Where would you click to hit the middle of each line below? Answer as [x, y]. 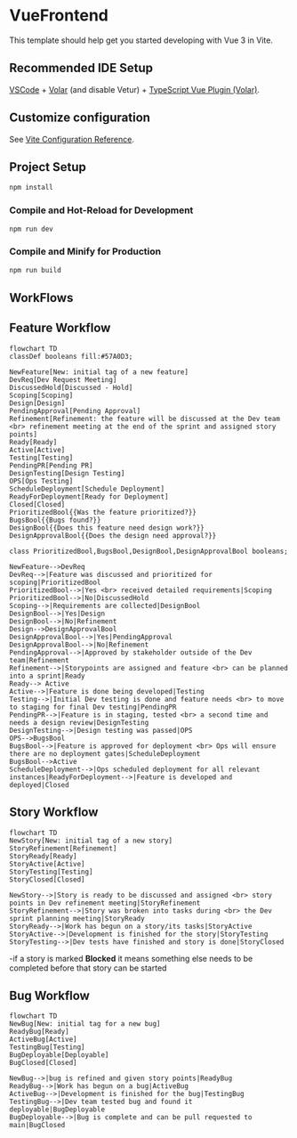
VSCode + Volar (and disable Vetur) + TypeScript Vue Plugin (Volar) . [135, 89]
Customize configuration [80, 118]
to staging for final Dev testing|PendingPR [93, 707]
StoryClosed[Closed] [48, 879]
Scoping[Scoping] [41, 395]
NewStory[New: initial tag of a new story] [91, 841]
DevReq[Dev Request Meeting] [63, 379]
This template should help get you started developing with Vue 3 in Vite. [141, 40]
